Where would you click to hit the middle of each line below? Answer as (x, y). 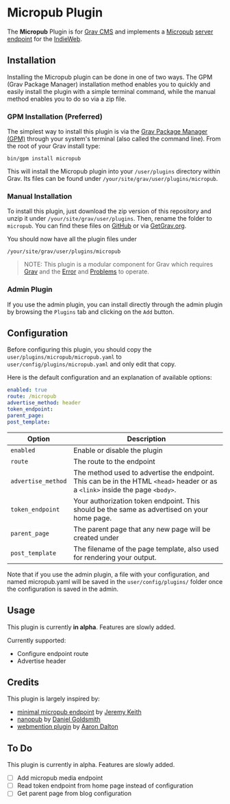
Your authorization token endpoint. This (137, 500)
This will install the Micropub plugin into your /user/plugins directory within (114, 171)
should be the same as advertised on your (141, 509)
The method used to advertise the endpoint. (143, 472)
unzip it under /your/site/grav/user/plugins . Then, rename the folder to (110, 219)
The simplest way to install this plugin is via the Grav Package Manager (107, 132)
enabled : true (27, 390)
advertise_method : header (44, 403)
